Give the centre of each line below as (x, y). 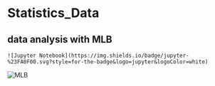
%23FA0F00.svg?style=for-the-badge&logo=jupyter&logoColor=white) (108, 62)
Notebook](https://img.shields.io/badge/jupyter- (114, 55)
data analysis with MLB (60, 39)
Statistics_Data (53, 13)
